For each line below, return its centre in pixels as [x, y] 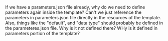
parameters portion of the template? [43, 33]
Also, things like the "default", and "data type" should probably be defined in [84, 23]
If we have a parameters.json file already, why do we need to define [75, 7]
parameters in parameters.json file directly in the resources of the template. [83, 18]
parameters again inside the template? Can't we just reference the [73, 12]
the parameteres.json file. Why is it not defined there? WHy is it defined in [81, 28]
